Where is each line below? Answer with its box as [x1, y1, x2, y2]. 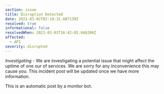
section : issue [5, 7, 37, 12]
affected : [5, 35, 26, 40]
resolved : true [5, 21, 37, 26]
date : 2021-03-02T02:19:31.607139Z [5, 16, 79, 21]
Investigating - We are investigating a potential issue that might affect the [5, 57, 155, 63]
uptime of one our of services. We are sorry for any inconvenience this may [5, 63, 160, 69]
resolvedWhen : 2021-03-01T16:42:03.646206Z [5, 30, 97, 35]
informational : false [5, 26, 50, 31]
